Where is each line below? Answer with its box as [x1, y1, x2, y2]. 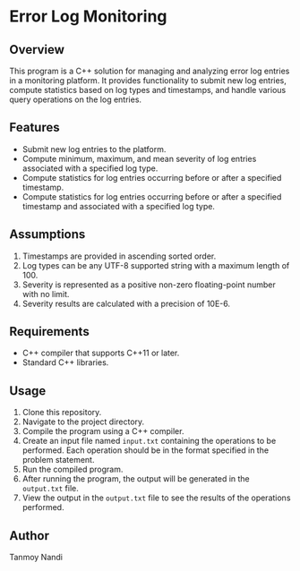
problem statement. [21, 455, 95, 465]
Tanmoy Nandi [9, 552, 63, 563]
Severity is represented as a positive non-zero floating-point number [21, 279, 276, 290]
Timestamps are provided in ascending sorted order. [21, 251, 217, 261]
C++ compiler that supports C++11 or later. [21, 347, 180, 359]
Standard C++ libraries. [21, 357, 109, 368]
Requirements [9, 324, 90, 339]
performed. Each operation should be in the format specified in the [21, 445, 270, 456]
